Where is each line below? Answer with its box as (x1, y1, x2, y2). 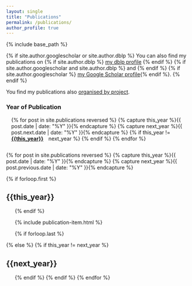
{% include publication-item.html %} (14, 219, 103, 226)
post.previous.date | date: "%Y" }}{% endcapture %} (6, 164, 133, 171)
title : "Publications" (6, 14, 61, 20)
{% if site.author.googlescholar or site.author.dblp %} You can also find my (6, 52, 187, 59)
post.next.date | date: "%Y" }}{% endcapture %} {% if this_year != (11, 129, 171, 136)
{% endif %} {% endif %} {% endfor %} (14, 274, 111, 281)
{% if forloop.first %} (6, 175, 57, 182)
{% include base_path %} (6, 41, 68, 48)
